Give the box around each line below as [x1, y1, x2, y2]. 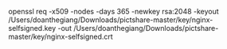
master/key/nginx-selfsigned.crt [8, 32, 113, 41]
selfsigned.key [8, 24, 57, 32]
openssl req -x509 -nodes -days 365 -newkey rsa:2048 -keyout [8, 7, 219, 16]
